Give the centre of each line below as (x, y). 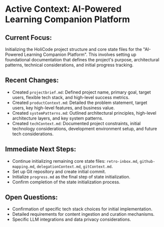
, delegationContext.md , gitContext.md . (73, 166)
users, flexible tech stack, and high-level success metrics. (71, 97)
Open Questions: (31, 197)
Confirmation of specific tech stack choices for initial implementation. (82, 209)
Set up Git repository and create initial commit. (59, 171)
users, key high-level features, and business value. (63, 108)
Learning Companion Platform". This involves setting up (80, 54)
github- (147, 161)
